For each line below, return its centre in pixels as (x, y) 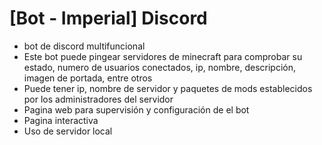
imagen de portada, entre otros (88, 78)
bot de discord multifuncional (84, 46)
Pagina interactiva (61, 120)
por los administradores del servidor (98, 99)
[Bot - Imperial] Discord (108, 18)
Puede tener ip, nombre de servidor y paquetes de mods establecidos (168, 88)
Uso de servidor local (68, 131)
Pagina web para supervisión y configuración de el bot (136, 109)
